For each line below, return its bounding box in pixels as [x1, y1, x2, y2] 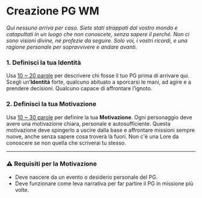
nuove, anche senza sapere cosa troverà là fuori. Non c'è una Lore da [6, 132, 179, 140]
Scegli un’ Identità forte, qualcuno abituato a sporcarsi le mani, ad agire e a [6, 78, 191, 85]
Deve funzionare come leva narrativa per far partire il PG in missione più [14, 179, 194, 187]
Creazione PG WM [6, 4, 100, 18]
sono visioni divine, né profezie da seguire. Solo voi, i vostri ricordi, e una [6, 37, 188, 44]
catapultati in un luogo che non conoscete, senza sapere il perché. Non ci [6, 30, 190, 37]
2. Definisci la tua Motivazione [6, 100, 97, 108]
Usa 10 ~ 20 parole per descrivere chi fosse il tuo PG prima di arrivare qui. [6, 72, 190, 79]
